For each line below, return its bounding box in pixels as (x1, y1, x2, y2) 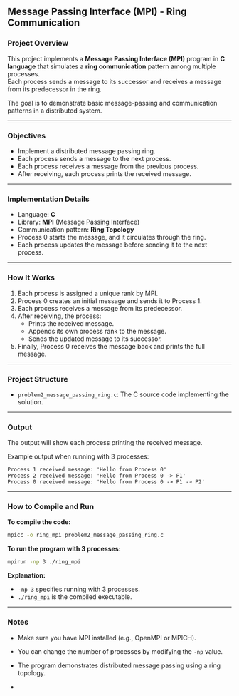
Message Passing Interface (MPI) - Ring (7, 6, 187, 18)
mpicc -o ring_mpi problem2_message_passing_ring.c (7, 531, 164, 539)
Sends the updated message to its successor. (28, 334, 162, 343)
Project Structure (7, 374, 68, 384)
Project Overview (7, 39, 69, 48)
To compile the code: (7, 518, 71, 526)
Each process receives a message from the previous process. (17, 162, 199, 170)
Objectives (7, 130, 46, 140)
